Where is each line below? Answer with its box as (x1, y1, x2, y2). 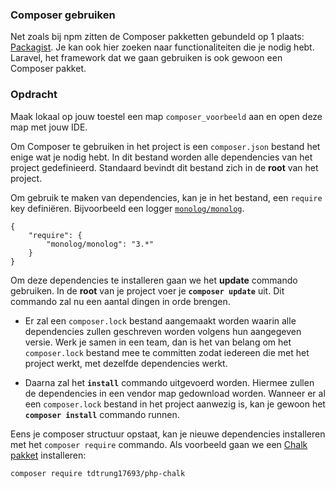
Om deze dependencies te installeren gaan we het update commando (10, 274, 298, 286)
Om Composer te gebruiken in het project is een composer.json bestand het (10, 140, 321, 152)
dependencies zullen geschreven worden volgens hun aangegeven (24, 325, 302, 337)
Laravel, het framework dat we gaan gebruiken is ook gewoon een (10, 52, 283, 64)
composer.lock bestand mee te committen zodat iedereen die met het (24, 346, 310, 358)
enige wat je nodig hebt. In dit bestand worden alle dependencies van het (10, 151, 313, 163)
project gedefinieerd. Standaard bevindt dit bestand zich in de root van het (10, 161, 319, 173)
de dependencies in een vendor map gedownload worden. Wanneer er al (24, 387, 326, 399)
